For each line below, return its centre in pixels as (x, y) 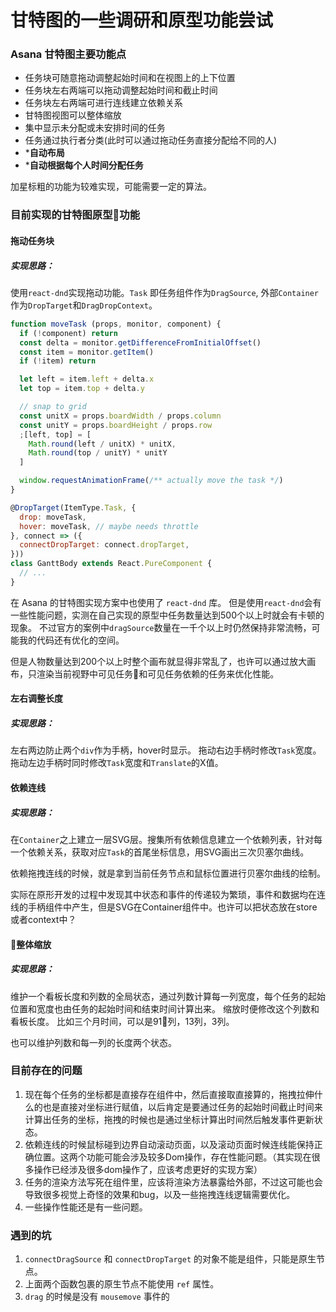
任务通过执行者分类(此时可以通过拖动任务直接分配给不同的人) (151, 140)
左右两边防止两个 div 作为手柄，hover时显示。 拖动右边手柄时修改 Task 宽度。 (166, 750)
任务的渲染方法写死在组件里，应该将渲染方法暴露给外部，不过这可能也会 (173, 1182)
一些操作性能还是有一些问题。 (86, 1207)
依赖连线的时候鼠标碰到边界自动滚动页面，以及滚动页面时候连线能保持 (169, 1144)
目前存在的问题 (46, 1071)
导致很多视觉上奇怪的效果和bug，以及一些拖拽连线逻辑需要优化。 (160, 1194)
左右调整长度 (36, 698)
